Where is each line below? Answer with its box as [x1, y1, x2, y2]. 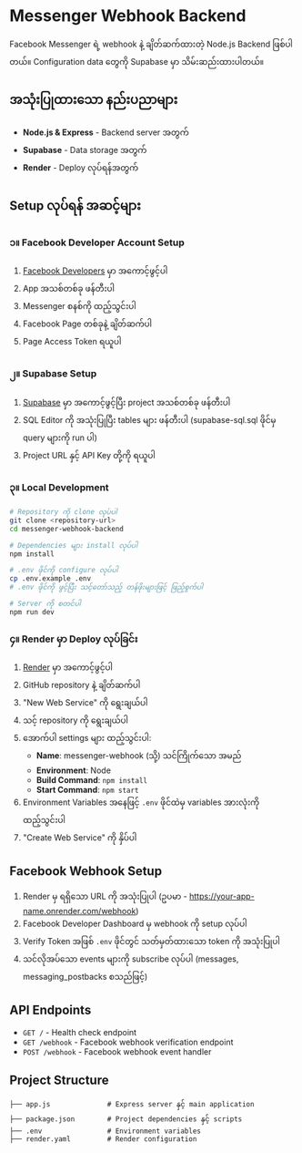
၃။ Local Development [9, 480, 109, 493]
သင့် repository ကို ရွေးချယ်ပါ [22, 715, 129, 726]
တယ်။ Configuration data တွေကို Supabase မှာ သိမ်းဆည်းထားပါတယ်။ [9, 56, 264, 67]
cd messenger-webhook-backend [9, 524, 125, 533]
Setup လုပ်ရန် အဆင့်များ [9, 198, 141, 214]
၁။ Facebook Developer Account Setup [9, 236, 185, 249]
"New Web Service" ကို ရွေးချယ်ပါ [22, 697, 148, 708]
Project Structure [9, 1073, 109, 1088]
